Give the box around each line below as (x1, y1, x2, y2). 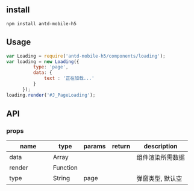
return (111, 142, 131, 151)
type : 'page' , (33, 64, 69, 70)
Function (53, 163, 78, 172)
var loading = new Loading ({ (6, 58, 80, 65)
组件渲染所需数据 (136, 153, 185, 162)
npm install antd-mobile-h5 (6, 20, 77, 26)
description (143, 142, 178, 151)
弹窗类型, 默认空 (136, 174, 183, 183)
